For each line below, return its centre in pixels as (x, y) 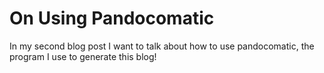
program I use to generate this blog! (83, 56)
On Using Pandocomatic (112, 18)
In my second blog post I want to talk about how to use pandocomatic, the (162, 46)
